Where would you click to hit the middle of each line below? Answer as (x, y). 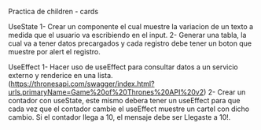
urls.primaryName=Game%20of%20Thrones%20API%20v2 (106, 92)
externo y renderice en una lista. (61, 75)
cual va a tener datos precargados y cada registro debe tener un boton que (130, 43)
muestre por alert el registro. (54, 52)
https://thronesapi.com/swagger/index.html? (83, 84)
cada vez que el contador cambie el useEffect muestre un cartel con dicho (129, 109)
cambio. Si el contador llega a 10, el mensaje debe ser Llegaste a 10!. (119, 117)
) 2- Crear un (224, 92)
